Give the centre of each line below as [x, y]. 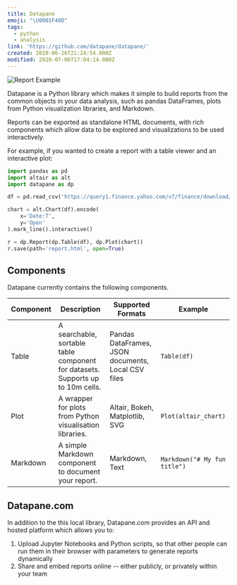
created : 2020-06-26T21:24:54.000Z [60, 54]
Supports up [79, 378]
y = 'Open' [33, 223]
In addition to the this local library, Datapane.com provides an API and [109, 523]
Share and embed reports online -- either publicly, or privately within [117, 566]
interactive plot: [30, 158]
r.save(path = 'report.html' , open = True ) [66, 248]
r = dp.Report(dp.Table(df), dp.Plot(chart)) [75, 242]
